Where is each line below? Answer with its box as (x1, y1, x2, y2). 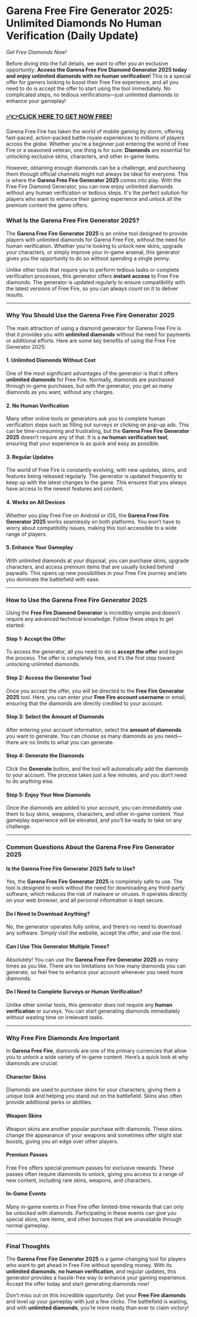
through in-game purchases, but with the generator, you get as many (6, 382, 173, 389)
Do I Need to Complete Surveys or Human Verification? (6, 988, 142, 995)
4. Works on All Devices (6, 499, 66, 506)
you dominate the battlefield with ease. (6, 576, 100, 583)
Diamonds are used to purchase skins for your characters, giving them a (6, 1086, 181, 1093)
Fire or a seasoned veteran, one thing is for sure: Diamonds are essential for (6, 147, 191, 154)
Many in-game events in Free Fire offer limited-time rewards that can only (6, 1203, 184, 1210)
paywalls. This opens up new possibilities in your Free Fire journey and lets (6, 569, 187, 576)
